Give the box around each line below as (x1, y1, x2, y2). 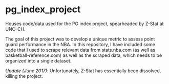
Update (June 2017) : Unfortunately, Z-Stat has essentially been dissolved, (5, 68, 161, 74)
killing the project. (5, 73, 44, 79)
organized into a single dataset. (5, 57, 72, 64)
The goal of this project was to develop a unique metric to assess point (5, 36, 155, 42)
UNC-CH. (5, 26, 26, 32)
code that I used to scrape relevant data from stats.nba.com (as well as (5, 47, 155, 53)
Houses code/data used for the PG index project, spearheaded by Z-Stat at (5, 20, 164, 27)
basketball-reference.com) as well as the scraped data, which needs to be (5, 52, 162, 58)
